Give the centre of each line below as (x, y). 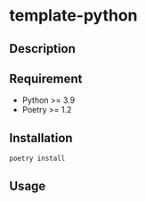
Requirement (46, 78)
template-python (73, 16)
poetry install (37, 159)
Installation (41, 138)
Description (42, 49)
